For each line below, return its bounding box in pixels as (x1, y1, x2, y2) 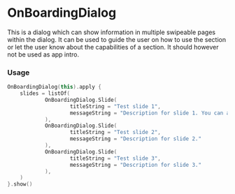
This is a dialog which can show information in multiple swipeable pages (7, 28, 215, 36)
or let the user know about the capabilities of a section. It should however (7, 43, 219, 51)
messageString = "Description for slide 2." (69, 135, 201, 142)
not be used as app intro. (7, 50, 80, 59)
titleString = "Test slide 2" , (69, 129, 161, 136)
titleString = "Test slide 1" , (69, 103, 161, 110)
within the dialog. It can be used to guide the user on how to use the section (7, 35, 226, 43)
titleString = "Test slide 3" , (69, 155, 161, 162)
